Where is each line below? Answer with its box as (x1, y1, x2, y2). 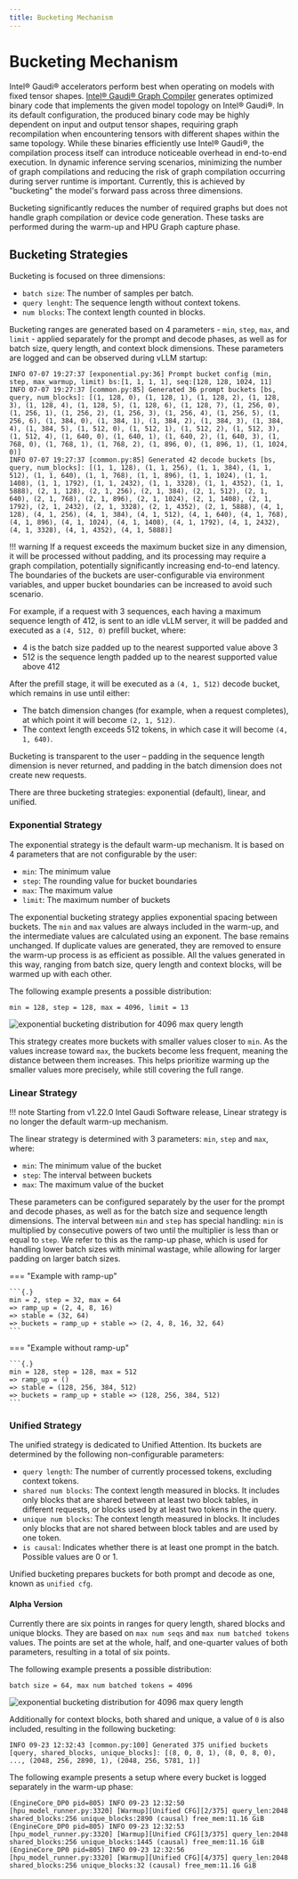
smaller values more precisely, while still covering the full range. (9, 1064, 245, 1075)
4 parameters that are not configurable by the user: (9, 849, 197, 859)
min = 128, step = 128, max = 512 (9, 1367, 138, 1376)
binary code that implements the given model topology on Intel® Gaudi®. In (9, 100, 285, 111)
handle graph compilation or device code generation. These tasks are (9, 211, 264, 223)
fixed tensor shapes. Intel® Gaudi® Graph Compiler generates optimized (9, 90, 274, 101)
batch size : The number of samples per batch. (21, 288, 194, 299)
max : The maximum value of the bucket (21, 1178, 165, 1190)
